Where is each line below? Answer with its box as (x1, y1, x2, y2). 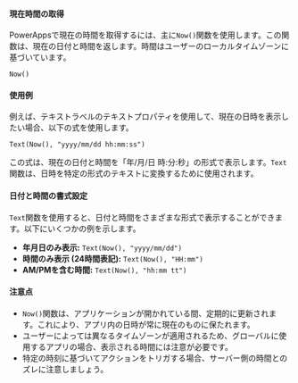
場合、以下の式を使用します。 (24, 122, 134, 133)
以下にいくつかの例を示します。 (23, 223, 141, 234)
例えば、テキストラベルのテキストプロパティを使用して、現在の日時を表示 (9, 112, 282, 122)
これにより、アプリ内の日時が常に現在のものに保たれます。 (37, 319, 256, 329)
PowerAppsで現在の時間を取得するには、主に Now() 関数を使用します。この (9, 29, 282, 40)
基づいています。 (9, 52, 71, 62)
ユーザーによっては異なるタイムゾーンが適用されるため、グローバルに (21, 330, 279, 341)
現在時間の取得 (9, 8, 64, 19)
